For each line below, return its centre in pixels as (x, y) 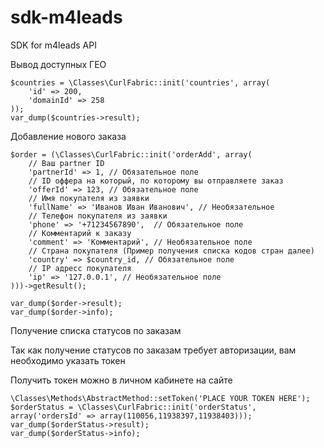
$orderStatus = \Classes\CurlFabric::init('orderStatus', (133, 407)
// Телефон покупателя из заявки (98, 216)
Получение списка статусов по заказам (96, 330)
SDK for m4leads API (53, 45)
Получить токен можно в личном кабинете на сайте (121, 380)
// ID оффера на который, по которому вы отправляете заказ (156, 181)
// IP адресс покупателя (80, 268)
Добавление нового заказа (68, 136)
